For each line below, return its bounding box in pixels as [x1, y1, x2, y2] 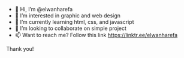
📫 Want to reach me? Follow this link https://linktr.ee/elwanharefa [14, 32, 178, 38]
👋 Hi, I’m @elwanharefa [14, 6, 73, 13]
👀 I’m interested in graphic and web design [14, 12, 121, 19]
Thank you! [6, 45, 34, 52]
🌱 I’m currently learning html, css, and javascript [14, 19, 134, 25]
